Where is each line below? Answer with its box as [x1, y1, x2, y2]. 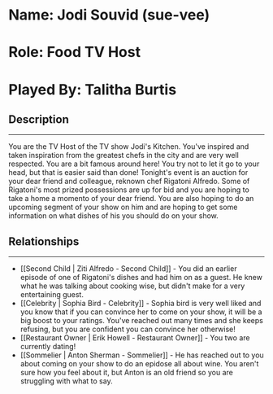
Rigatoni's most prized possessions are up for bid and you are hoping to [8, 185, 249, 195]
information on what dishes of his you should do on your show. [8, 211, 219, 221]
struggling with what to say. [19, 376, 113, 386]
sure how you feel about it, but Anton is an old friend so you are [19, 368, 233, 378]
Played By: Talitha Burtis [8, 80, 177, 98]
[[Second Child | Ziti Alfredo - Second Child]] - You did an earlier [19, 264, 237, 274]
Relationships [8, 234, 80, 248]
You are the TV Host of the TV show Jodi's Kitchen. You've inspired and [8, 142, 249, 151]
